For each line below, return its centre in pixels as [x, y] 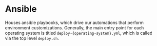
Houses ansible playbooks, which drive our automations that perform [74, 23]
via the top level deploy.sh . [32, 38]
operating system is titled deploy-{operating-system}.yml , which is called [79, 33]
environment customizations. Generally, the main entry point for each [75, 27]
